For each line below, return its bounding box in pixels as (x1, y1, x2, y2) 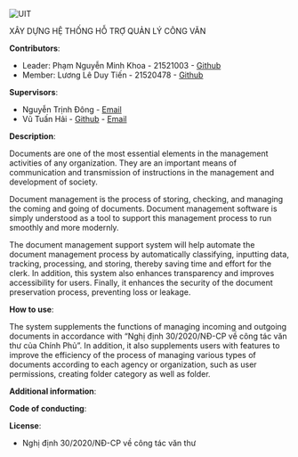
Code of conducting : (9, 404, 87, 413)
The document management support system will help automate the (9, 240, 255, 249)
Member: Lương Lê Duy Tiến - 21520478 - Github (21, 69, 204, 80)
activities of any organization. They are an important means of (9, 158, 238, 168)
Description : (9, 131, 56, 142)
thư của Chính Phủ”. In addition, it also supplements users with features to (9, 340, 280, 351)
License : (9, 420, 42, 431)
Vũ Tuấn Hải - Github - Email (21, 114, 127, 124)
